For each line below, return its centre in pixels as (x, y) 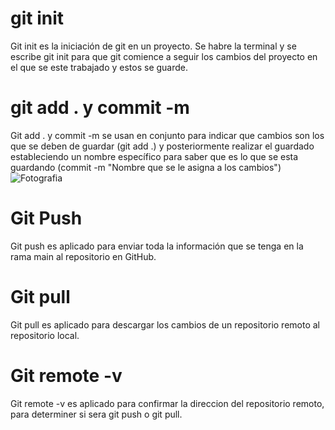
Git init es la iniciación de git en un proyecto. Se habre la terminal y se (153, 46)
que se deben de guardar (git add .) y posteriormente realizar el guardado (162, 146)
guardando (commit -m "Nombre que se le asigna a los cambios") (146, 167)
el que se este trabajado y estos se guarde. (99, 67)
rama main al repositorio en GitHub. (83, 256)
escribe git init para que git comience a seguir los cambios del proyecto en (164, 56)
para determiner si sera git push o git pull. (96, 414)
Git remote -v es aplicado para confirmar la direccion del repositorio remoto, (167, 403)
